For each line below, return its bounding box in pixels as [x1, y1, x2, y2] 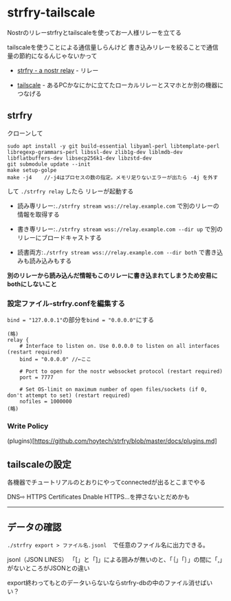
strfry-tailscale [7, 5, 96, 21]
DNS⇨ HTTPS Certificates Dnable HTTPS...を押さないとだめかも [7, 493, 190, 501]
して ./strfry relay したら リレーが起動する [7, 187, 134, 195]
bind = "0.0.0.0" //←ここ [19, 356, 91, 363]
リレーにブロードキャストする [16, 233, 102, 241]
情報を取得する [16, 210, 60, 218]
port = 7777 [19, 374, 54, 381]
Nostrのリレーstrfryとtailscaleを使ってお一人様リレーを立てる [7, 28, 182, 36]
